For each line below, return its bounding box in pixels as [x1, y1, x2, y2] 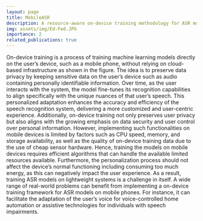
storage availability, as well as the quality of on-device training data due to [6, 137, 192, 144]
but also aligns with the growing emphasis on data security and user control [6, 118, 195, 125]
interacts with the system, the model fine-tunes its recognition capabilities [6, 86, 191, 93]
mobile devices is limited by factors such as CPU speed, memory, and [6, 131, 180, 138]
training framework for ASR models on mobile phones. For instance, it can [6, 189, 190, 196]
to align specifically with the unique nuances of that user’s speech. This [6, 92, 185, 99]
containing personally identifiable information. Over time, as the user [6, 79, 177, 87]
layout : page [6, 8, 39, 15]
